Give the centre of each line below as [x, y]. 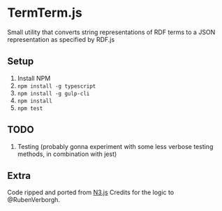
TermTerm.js [45, 13]
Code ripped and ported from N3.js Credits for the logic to [91, 192]
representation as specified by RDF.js [61, 39]
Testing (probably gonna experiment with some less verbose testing [115, 146]
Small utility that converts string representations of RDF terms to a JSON [111, 32]
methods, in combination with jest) [67, 154]
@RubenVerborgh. [34, 200]
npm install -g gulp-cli [53, 93]
